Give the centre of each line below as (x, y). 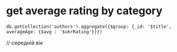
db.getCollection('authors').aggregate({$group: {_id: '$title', (89, 27)
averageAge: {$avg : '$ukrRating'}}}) (54, 32)
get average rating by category (84, 11)
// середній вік (25, 43)
